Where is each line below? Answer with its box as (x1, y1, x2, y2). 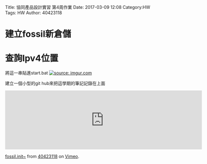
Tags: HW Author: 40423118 (5, 10, 62, 16)
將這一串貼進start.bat (5, 70, 48, 76)
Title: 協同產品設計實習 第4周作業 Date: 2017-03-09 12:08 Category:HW (5, 4, 150, 10)
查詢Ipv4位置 (5, 53, 59, 64)
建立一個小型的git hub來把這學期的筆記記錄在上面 (5, 81, 106, 86)
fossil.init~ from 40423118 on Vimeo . (5, 154, 80, 160)
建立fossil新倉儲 (5, 28, 71, 40)
